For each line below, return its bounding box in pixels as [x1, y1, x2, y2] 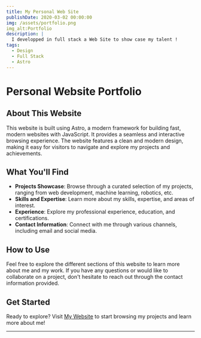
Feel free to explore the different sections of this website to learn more [6, 261, 180, 268]
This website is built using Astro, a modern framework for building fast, [6, 124, 181, 132]
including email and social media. [14, 227, 98, 235]
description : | [6, 31, 44, 37]
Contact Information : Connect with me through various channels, [14, 221, 178, 228]
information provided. [6, 279, 60, 287]
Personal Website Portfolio [6, 84, 142, 98]
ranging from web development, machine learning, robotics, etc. [14, 189, 173, 196]
